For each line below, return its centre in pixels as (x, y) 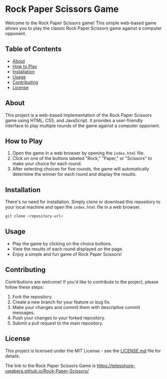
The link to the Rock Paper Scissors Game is (50, 366)
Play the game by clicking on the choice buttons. (62, 243)
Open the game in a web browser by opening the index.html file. (79, 153)
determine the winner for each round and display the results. (74, 174)
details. (13, 356)
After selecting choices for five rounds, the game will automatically (81, 169)
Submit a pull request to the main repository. (58, 323)
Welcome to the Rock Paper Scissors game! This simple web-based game (81, 23)
